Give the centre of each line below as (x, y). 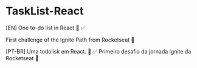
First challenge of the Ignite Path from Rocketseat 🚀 (70, 40)
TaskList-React (45, 11)
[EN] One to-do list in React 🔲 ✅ (46, 28)
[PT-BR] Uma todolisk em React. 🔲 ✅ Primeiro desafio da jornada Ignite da (98, 51)
